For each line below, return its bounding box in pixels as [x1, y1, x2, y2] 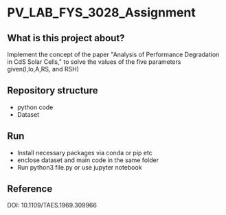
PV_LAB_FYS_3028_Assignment [7, 5, 196, 21]
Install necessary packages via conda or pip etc [16, 148, 152, 157]
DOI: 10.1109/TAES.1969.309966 [7, 201, 98, 210]
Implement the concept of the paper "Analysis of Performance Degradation [7, 50, 220, 58]
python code [16, 103, 54, 111]
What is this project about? [7, 32, 125, 44]
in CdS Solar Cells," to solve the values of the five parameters [7, 58, 181, 66]
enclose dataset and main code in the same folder [16, 156, 159, 164]
